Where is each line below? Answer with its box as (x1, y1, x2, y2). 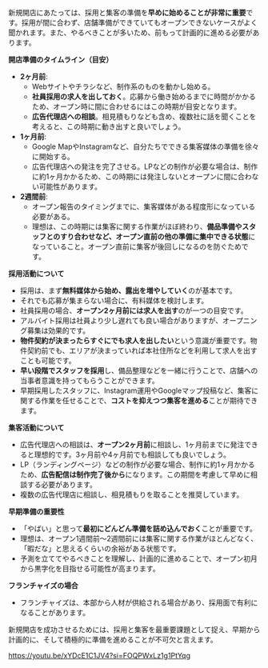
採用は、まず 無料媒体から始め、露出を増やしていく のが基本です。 (19, 286, 237, 295)
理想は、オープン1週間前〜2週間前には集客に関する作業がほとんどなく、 (19, 534, 258, 543)
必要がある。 (31, 212, 74, 221)
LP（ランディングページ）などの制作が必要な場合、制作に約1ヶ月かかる (19, 460, 256, 469)
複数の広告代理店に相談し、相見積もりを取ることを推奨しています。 (19, 490, 244, 499)
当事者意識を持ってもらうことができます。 (19, 376, 159, 385)
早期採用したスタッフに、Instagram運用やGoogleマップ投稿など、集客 (19, 386, 252, 395)
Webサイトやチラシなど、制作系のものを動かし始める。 (31, 82, 215, 91)
